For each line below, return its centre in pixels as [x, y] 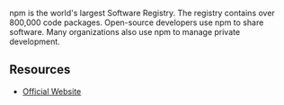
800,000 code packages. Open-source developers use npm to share [137, 22]
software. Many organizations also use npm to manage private [125, 32]
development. [35, 41]
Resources [40, 70]
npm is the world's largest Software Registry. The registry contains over [142, 13]
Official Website [52, 91]
